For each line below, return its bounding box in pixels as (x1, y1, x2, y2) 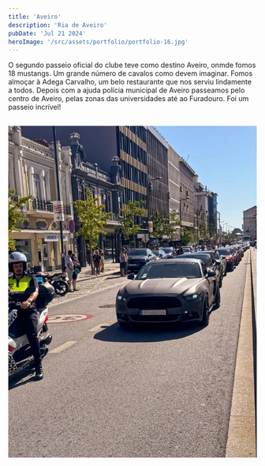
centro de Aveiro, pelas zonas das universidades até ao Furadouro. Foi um (8, 94, 249, 103)
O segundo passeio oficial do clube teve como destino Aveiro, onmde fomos (8, 60, 256, 70)
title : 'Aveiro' (8, 13, 62, 21)
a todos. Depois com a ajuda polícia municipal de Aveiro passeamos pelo (8, 85, 245, 95)
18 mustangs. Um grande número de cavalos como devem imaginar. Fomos (8, 69, 253, 78)
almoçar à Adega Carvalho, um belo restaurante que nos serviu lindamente (8, 77, 252, 87)
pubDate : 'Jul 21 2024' (8, 29, 87, 37)
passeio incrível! (8, 103, 62, 112)
